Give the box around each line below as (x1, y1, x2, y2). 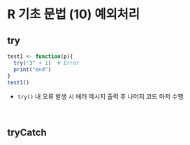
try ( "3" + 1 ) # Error (13, 59, 80, 66)
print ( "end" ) (13, 66, 52, 73)
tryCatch (7, 126, 47, 138)
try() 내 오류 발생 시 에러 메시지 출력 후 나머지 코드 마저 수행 (17, 92, 184, 101)
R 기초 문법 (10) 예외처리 (7, 6, 140, 22)
